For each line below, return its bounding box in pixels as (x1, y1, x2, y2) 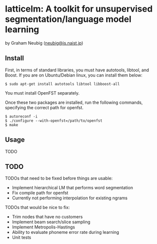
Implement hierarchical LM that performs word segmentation (12, 185, 133, 191)
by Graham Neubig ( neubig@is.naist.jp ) (5, 40, 84, 46)
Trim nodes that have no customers (12, 214, 83, 220)
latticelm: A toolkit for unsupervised (5, 3, 153, 15)
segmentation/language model (5, 14, 131, 25)
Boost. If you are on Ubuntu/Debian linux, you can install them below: (5, 72, 143, 78)
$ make (5, 122, 18, 127)
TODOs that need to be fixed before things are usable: (5, 176, 113, 181)
